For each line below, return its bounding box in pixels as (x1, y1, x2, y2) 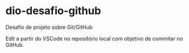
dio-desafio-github (5, 4, 101, 18)
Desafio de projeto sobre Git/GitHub (5, 24, 93, 31)
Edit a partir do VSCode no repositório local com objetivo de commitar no (5, 35, 183, 42)
